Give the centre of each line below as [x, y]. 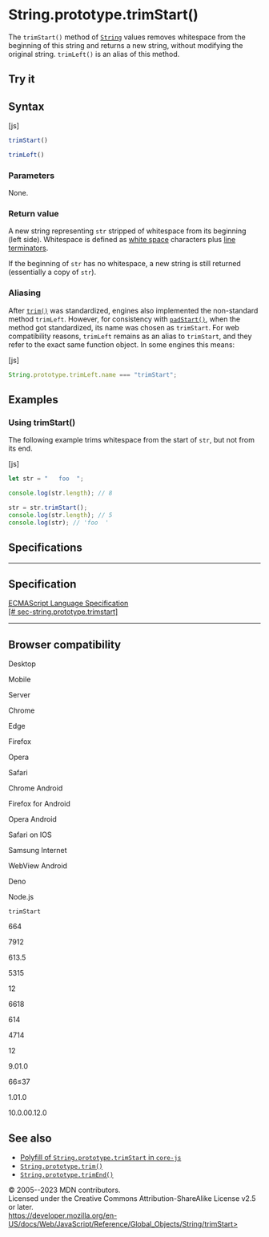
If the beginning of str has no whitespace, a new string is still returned [125, 264]
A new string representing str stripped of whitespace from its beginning [127, 231]
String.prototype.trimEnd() [66, 1175]
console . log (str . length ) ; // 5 [60, 515]
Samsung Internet [38, 851]
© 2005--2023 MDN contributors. [64, 1190]
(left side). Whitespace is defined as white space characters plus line [122, 240]
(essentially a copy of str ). [52, 272]
